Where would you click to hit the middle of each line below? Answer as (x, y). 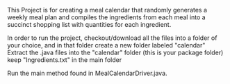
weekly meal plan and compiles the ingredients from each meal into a (107, 17)
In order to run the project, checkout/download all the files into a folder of (112, 38)
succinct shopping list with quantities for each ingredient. (89, 24)
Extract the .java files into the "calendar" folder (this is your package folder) (115, 52)
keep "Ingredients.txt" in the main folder (65, 60)
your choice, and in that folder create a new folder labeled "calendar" (106, 45)
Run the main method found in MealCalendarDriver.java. (88, 73)
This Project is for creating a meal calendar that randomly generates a (107, 10)
